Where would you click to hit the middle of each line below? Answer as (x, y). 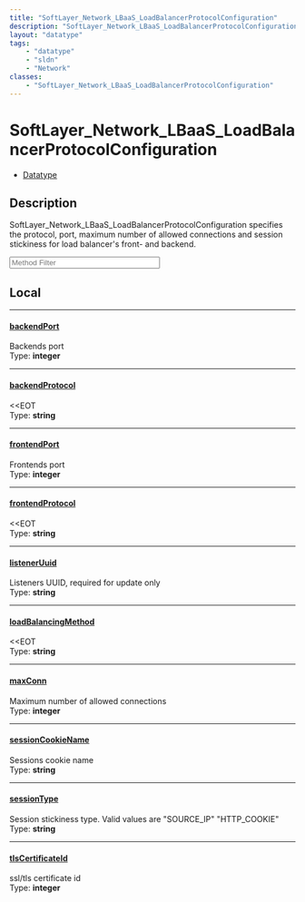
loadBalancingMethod (52, 622)
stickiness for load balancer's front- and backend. (103, 244)
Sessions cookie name (51, 760)
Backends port (37, 347)
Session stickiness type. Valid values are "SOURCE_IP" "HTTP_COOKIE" (144, 819)
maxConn (28, 681)
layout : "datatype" (46, 34)
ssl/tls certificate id (45, 878)
